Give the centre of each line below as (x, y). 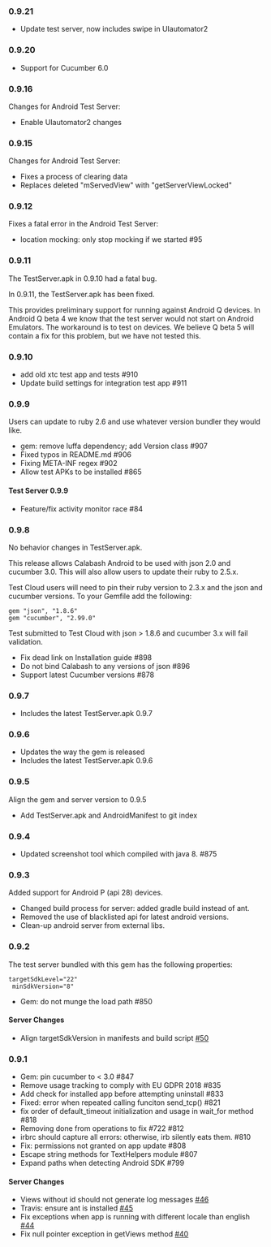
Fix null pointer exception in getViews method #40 (104, 1234)
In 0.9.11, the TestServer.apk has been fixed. (82, 294)
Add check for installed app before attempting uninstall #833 (122, 1094)
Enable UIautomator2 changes (71, 122)
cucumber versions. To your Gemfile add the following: (100, 596)
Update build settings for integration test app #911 (103, 383)
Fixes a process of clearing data (74, 177)
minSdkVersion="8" (43, 986)
